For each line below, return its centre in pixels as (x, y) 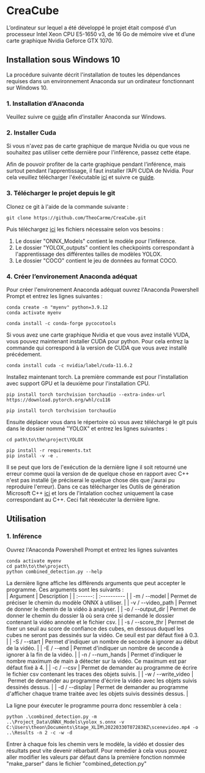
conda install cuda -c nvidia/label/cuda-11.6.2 (69, 365)
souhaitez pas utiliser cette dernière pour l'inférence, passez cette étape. (99, 152)
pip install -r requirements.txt (49, 450)
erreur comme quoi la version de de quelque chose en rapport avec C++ (98, 473)
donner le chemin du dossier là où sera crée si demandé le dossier (90, 615)
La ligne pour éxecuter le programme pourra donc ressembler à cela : (94, 705)
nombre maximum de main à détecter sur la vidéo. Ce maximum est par (96, 661)
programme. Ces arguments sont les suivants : (65, 589)
